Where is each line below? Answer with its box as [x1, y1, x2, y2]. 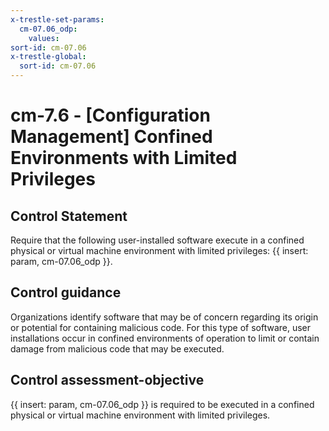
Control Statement [10, 207, 128, 225]
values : [28, 33, 60, 43]
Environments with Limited [10, 147, 238, 170]
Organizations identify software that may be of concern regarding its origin [10, 311, 319, 323]
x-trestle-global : [10, 52, 87, 62]
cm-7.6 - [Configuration [10, 104, 211, 127]
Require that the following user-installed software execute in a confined [10, 234, 305, 246]
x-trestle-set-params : [10, 14, 105, 25]
